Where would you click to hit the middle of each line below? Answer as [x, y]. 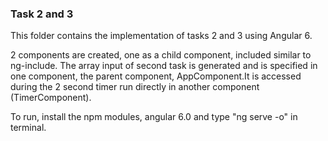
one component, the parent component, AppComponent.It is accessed [156, 76]
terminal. [28, 128]
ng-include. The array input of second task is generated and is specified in [164, 66]
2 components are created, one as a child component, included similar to [161, 55]
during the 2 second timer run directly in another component [135, 87]
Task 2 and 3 [42, 14]
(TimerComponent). [51, 98]
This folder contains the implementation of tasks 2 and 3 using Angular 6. [161, 36]
